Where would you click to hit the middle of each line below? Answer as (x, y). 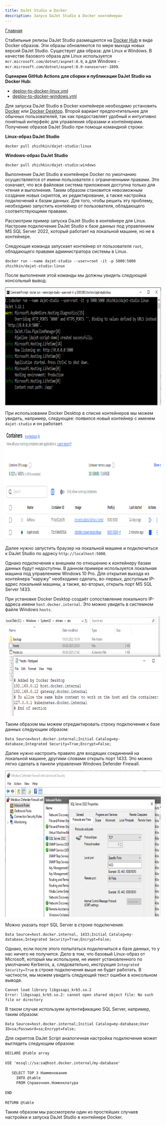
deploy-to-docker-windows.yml (44, 96)
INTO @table (28, 1078)
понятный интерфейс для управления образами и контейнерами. (74, 121)
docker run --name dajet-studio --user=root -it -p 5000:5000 (70, 261)
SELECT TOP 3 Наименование (40, 1073)
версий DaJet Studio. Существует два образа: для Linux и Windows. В (79, 51)
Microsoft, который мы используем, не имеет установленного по (74, 959)
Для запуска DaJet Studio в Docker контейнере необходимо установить (81, 106)
